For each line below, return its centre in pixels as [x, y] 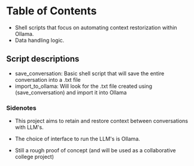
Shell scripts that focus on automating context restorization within [96, 27]
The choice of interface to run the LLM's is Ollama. [78, 139]
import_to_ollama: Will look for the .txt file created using [84, 86]
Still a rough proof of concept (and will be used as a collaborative [95, 150]
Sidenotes [22, 107]
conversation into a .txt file [48, 79]
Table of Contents [51, 11]
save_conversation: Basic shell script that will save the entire [90, 73]
